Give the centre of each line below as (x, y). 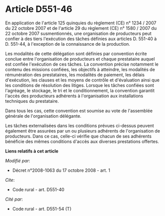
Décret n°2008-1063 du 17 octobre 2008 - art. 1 (61, 170)
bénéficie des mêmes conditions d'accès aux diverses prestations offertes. (82, 141)
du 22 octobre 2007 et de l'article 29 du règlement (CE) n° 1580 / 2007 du (81, 28)
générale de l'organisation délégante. (43, 116)
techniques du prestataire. (32, 101)
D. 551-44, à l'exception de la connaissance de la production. (68, 44)
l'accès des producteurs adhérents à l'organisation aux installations (74, 96)
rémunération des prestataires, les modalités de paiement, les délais (75, 74)
